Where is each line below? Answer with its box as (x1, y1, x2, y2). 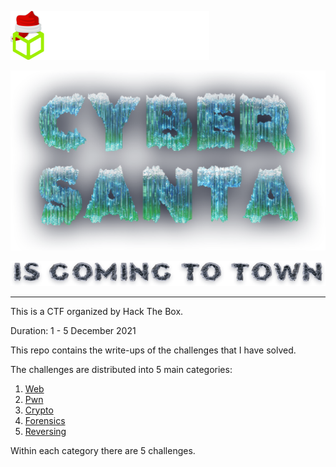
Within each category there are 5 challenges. (10, 444, 196, 456)
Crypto (24, 404, 54, 416)
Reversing (24, 425, 67, 437)
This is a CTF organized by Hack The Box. (10, 305, 184, 317)
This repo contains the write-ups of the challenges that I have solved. (10, 344, 297, 356)
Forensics (24, 414, 66, 426)
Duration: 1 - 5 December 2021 (10, 324, 137, 336)
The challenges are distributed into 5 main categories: (10, 363, 233, 375)
